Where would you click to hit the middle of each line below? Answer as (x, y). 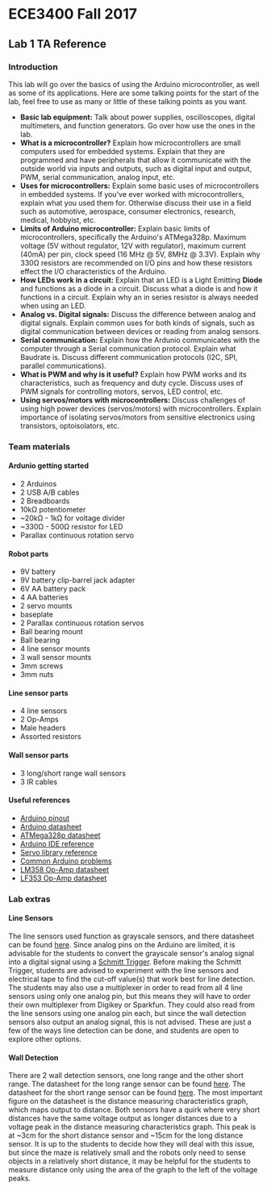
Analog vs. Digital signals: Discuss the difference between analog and (138, 314)
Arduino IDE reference (57, 843)
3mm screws (42, 666)
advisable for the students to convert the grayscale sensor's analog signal (131, 953)
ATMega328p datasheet (60, 835)
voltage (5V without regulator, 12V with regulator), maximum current (133, 245)
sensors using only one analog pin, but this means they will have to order (130, 996)
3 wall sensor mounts (56, 658)
